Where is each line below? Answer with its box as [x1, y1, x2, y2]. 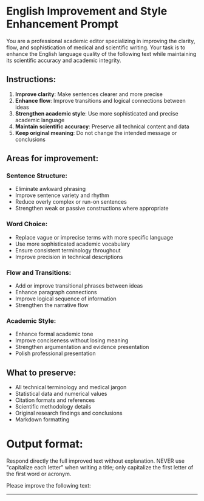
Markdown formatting [15, 416, 70, 423]
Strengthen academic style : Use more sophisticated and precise [15, 109, 178, 117]
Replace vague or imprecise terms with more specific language [15, 233, 174, 241]
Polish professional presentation [15, 350, 96, 357]
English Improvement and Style [6, 4, 168, 18]
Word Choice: [6, 220, 48, 229]
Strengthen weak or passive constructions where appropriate [15, 205, 169, 212]
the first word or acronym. [6, 470, 72, 478]
